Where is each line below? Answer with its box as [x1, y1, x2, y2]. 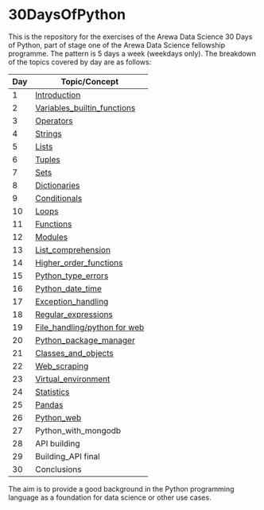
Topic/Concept [60, 75, 119, 87]
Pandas [35, 399, 64, 410]
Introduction [35, 89, 81, 100]
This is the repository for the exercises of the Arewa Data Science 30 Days [8, 32, 253, 41]
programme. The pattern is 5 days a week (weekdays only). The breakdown [8, 48, 257, 58]
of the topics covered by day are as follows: [8, 57, 152, 67]
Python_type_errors [35, 270, 109, 281]
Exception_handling [35, 296, 109, 307]
